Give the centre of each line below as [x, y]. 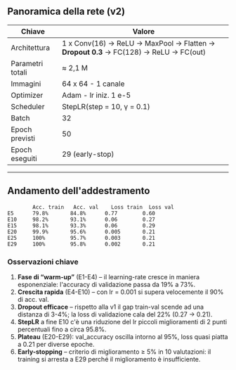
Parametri [27, 63]
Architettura [31, 47]
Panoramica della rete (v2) [66, 12]
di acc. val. [33, 299]
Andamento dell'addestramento [79, 191]
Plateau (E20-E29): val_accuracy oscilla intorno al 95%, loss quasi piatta [123, 336]
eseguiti [24, 158]
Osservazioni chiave [43, 262]
